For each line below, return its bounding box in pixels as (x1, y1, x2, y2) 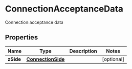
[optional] (102, 55, 125, 62)
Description (69, 47, 97, 54)
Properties (5, 33, 38, 41)
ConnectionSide (26, 55, 65, 62)
